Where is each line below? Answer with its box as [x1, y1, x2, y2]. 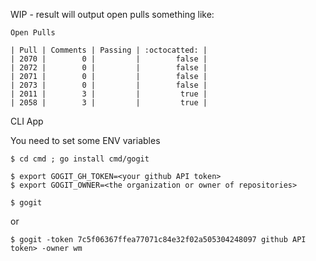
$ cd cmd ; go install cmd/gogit [10, 154, 150, 164]
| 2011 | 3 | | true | [10, 89, 208, 99]
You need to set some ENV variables [10, 135, 161, 146]
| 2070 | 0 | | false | [10, 54, 208, 64]
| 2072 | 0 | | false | [10, 63, 208, 73]
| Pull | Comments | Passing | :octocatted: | [10, 45, 208, 55]
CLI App [10, 115, 44, 127]
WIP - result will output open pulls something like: [10, 9, 215, 20]
